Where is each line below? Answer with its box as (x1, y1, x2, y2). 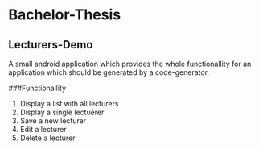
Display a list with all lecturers (19, 99, 119, 108)
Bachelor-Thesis (8, 6, 121, 24)
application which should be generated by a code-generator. (8, 68, 210, 77)
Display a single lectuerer (19, 107, 105, 117)
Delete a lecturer (19, 133, 76, 143)
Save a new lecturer (19, 116, 87, 126)
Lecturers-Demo (8, 38, 93, 52)
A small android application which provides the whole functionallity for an (8, 59, 252, 68)
